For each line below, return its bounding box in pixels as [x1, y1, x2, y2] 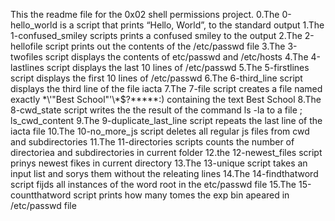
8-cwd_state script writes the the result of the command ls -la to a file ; [10, 104, 303, 116]
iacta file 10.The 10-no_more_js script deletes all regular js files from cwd [10, 125, 310, 137]
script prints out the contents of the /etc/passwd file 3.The [44, 40, 286, 52]
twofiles [10, 51, 43, 63]
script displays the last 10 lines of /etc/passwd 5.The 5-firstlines [46, 62, 310, 73]
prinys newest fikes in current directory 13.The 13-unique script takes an [10, 157, 308, 169]
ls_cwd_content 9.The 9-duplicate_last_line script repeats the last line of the [10, 115, 323, 126]
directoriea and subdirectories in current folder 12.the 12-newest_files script [10, 147, 323, 158]
